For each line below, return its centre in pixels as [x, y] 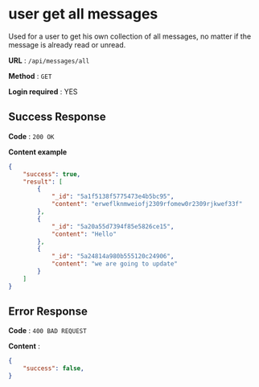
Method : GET [30, 76]
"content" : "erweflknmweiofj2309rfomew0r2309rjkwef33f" [147, 204]
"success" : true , [52, 174]
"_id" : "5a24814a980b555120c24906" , [113, 257]
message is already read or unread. [67, 44]
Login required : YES [43, 91]
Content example [38, 152]
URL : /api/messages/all [49, 60]
